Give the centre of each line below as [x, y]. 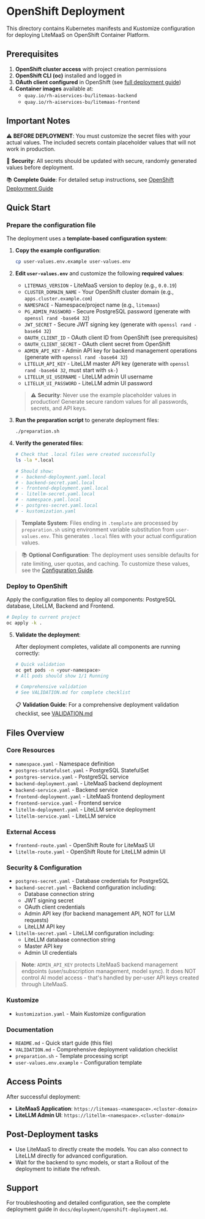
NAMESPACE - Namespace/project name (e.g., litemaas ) [92, 305]
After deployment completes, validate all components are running [98, 646]
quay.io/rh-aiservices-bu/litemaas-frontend [82, 102]
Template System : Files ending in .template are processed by [100, 523]
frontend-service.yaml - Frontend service [68, 802]
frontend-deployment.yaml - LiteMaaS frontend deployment [90, 796]
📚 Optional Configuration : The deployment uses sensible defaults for [110, 555]
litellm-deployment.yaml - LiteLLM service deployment [85, 809]
